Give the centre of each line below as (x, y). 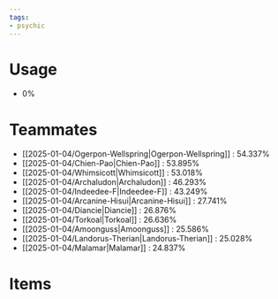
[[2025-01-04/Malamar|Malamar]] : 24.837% (104, 248)
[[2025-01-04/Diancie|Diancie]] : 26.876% (99, 211)
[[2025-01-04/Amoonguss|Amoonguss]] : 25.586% (115, 229)
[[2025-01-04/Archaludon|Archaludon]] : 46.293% (114, 182)
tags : (19, 17)
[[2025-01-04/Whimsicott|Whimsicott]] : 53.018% (112, 172)
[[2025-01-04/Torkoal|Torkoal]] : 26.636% (99, 220)
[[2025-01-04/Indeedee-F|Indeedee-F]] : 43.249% (115, 192)
